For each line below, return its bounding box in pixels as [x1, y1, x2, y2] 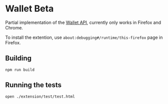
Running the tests [5, 81, 62, 90]
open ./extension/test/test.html [5, 94, 75, 99]
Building [5, 54, 32, 63]
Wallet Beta [5, 3, 54, 14]
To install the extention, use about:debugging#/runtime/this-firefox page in [5, 34, 163, 40]
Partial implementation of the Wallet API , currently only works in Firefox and [5, 19, 161, 25]
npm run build [5, 67, 35, 72]
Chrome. [5, 24, 24, 30]
